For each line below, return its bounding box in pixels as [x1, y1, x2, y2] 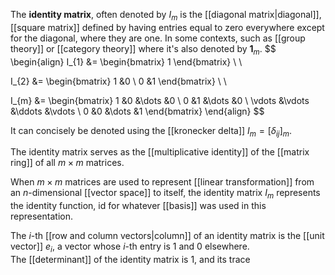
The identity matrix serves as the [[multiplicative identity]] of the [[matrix [10, 146, 310, 158]
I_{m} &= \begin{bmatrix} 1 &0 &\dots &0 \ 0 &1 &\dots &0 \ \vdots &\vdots [10, 94, 310, 106]
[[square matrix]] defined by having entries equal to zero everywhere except [10, 21, 325, 33]
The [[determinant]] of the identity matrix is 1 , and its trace [10, 253, 251, 265]
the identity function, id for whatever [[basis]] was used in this [10, 200, 267, 212]
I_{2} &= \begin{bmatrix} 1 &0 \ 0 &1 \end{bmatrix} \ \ [10, 75, 227, 87]
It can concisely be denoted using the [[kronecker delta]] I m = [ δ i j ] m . [10, 124, 292, 139]
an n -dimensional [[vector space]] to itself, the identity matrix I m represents [10, 187, 321, 201]
